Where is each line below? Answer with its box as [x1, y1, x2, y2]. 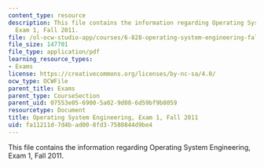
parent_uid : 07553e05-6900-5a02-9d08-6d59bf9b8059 [8, 99, 178, 107]
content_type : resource [8, 11, 86, 20]
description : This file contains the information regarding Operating [8, 19, 244, 27]
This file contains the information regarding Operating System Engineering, [8, 142, 251, 152]
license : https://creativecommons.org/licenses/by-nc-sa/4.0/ [8, 70, 216, 78]
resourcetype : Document [8, 107, 86, 115]
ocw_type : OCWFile [8, 77, 68, 85]
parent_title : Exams [8, 84, 76, 93]
